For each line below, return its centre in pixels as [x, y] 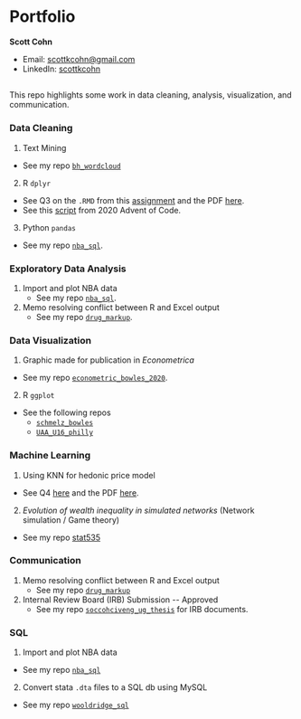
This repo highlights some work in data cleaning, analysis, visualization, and [150, 95]
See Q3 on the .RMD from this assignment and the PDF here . [133, 200]
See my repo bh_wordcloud [71, 166]
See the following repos [66, 412]
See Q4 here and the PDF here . [80, 492]
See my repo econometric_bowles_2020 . [95, 378]
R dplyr [37, 183]
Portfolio [42, 17]
